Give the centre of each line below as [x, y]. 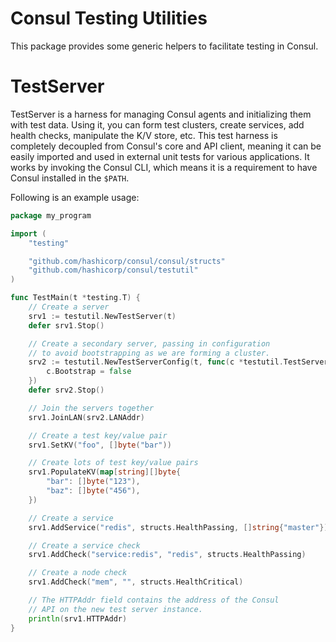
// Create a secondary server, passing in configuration [149, 343]
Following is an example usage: [75, 197]
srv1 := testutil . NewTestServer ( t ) [102, 316]
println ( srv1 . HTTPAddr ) [78, 618]
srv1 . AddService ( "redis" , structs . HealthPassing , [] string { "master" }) [178, 527]
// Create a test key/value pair [98, 435]
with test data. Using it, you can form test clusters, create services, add [157, 124]
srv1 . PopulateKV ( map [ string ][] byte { [105, 472]
